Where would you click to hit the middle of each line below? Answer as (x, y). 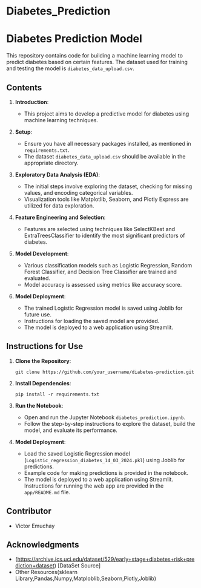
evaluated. (37, 278)
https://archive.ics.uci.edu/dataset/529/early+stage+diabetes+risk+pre (106, 559)
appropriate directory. (51, 163)
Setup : (24, 132)
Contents (24, 87)
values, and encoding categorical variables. (78, 192)
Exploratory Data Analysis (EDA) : (57, 174)
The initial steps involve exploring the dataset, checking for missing (108, 186)
